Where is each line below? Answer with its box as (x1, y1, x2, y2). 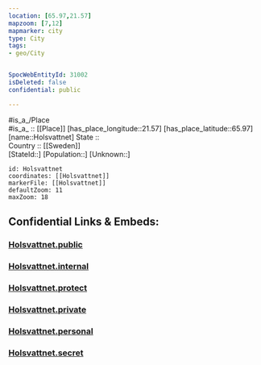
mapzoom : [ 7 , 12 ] (8, 19, 63, 27)
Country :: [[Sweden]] (8, 140, 81, 150)
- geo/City (8, 49, 45, 57)
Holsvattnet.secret (8, 347, 84, 359)
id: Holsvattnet (8, 164, 63, 173)
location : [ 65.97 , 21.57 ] (8, 11, 92, 20)
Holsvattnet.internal (8, 260, 89, 272)
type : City (8, 34, 45, 43)
